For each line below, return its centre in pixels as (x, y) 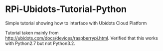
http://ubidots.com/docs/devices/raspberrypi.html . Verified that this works (81, 38)
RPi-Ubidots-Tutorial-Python (66, 9)
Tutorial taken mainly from (32, 32)
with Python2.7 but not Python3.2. (40, 43)
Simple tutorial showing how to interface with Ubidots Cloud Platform (76, 23)
